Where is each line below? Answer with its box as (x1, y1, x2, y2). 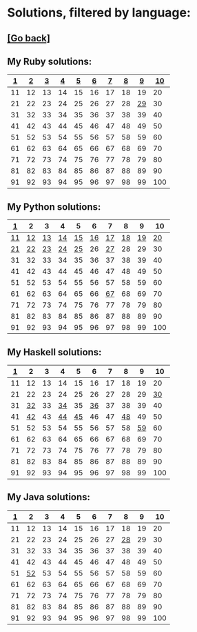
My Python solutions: (7, 201, 101, 213)
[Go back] (7, 32, 50, 44)
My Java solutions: (7, 491, 91, 503)
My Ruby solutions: (7, 55, 92, 67)
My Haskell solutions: (7, 346, 102, 358)
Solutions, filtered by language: (7, 5, 191, 21)
